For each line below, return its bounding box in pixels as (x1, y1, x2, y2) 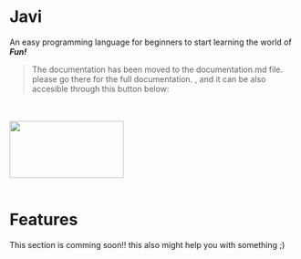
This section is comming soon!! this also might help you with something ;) (9, 239, 285, 250)
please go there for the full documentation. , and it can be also (31, 73, 266, 84)
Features (9, 210, 78, 230)
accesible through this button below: (31, 83, 170, 94)
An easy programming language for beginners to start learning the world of (9, 36, 292, 47)
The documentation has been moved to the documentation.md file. (31, 64, 284, 75)
